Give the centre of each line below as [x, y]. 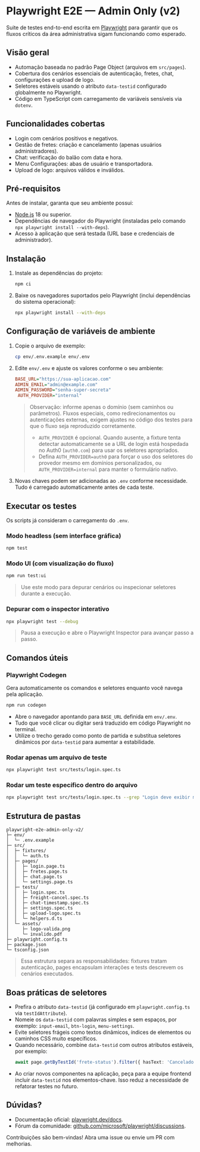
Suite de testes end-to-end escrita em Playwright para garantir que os [92, 27]
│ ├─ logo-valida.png [38, 929]
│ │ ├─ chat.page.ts [34, 877]
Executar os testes [42, 506]
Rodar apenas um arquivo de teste [57, 757]
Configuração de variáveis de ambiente [81, 332]
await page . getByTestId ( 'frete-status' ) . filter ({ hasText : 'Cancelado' [105, 1062]
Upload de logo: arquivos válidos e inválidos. [70, 170]
